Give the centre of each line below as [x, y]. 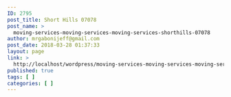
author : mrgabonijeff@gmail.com [53, 39]
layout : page [26, 52]
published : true [30, 70]
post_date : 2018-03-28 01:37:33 [53, 45]
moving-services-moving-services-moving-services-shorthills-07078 [112, 32]
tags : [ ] [21, 77]
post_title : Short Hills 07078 [52, 20]
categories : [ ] [30, 83]
